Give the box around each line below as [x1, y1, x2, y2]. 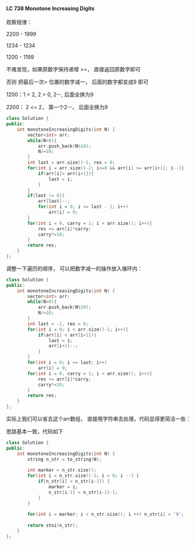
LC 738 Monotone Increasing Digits [6, 5, 95, 12]
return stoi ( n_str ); [27, 522, 78, 528]
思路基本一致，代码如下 [6, 427, 63, 435]
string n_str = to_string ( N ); [27, 456, 102, 462]
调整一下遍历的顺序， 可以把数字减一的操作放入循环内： [6, 265, 143, 272]
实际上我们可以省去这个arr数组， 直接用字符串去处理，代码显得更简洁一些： [6, 415, 191, 422]
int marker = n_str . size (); [27, 467, 97, 473]
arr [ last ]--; [37, 198, 70, 204]
